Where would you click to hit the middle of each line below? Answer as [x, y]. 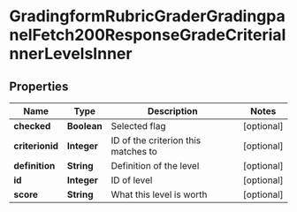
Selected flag [138, 126]
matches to [134, 151]
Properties [39, 86]
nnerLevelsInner [71, 54]
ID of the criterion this [156, 140]
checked [32, 126]
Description [172, 111]
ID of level [132, 180]
